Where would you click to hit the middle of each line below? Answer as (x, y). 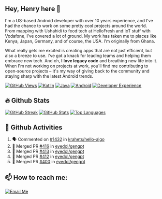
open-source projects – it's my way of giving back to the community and (77, 71)
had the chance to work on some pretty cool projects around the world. (76, 26)
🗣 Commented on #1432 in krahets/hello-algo (58, 139)
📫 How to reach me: (36, 178)
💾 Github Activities (34, 128)
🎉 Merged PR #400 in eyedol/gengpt (49, 162)
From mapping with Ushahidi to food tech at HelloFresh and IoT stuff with (78, 31)
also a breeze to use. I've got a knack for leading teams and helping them (78, 56)
